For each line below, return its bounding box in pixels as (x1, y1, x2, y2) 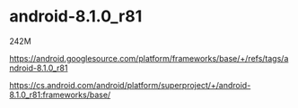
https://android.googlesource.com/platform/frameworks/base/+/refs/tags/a (9, 53, 289, 63)
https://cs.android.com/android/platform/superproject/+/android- (9, 79, 251, 90)
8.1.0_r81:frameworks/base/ (9, 89, 111, 100)
